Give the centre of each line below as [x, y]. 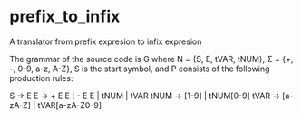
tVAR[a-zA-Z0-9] [70, 105]
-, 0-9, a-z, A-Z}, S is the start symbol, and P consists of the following [140, 69]
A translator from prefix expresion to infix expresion [106, 41]
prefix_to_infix [65, 17]
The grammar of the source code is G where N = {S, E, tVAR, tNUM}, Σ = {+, [151, 59]
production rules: [41, 78]
